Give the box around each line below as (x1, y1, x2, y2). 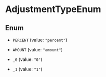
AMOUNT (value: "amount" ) (12, 47, 63, 52)
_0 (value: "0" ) (12, 56, 43, 62)
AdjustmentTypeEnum (5, 4, 101, 15)
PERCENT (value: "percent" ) (12, 37, 67, 43)
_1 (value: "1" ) (12, 66, 43, 72)
